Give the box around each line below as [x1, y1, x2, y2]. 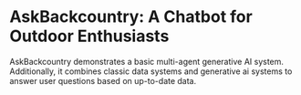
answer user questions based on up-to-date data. [9, 75, 197, 86]
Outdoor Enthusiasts [9, 26, 170, 47]
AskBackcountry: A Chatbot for [9, 6, 253, 27]
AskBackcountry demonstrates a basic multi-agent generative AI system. [9, 56, 285, 67]
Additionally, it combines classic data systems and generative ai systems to [9, 66, 293, 77]
